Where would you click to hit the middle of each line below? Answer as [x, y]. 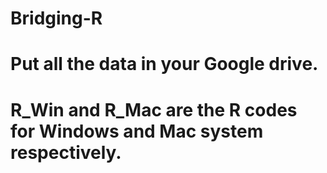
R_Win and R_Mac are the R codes [154, 109]
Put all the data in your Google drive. [164, 64]
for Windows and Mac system [137, 131]
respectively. [66, 152]
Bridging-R [56, 18]
